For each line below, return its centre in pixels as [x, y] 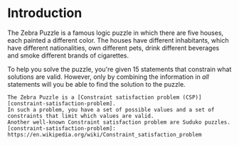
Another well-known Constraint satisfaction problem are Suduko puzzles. [119, 122]
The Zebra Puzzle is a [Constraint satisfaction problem [94, 97]
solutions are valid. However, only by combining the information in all [108, 77]
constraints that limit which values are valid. [81, 116]
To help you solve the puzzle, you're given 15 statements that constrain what [119, 69]
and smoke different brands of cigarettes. [68, 55]
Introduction [45, 13]
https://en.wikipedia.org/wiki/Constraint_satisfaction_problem [105, 134]
